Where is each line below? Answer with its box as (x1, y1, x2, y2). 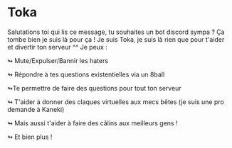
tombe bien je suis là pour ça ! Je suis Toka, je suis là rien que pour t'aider (7, 35, 225, 43)
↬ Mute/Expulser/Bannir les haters (7, 56, 109, 64)
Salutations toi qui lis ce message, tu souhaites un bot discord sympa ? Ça (7, 28, 226, 36)
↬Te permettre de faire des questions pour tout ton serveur (7, 84, 181, 92)
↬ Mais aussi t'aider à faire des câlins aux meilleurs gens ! (7, 118, 178, 127)
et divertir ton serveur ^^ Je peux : (7, 42, 108, 51)
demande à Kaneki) (7, 105, 65, 113)
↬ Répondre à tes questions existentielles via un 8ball (7, 70, 165, 79)
